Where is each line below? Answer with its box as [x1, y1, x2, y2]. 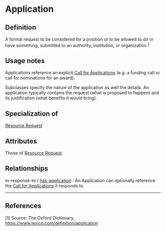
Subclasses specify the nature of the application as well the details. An [5, 85, 149, 91]
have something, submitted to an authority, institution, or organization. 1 [5, 42, 150, 48]
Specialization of [5, 109, 58, 118]
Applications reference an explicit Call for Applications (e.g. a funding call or [5, 70, 161, 76]
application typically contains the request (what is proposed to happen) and [5, 90, 160, 96]
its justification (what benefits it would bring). [5, 95, 97, 101]
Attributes [5, 137, 37, 145]
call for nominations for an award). [5, 75, 75, 81]
